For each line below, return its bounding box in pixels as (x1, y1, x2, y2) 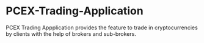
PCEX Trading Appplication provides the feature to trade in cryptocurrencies (5, 24, 198, 31)
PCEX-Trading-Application (5, 4, 144, 18)
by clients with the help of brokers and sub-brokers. (5, 30, 137, 37)
